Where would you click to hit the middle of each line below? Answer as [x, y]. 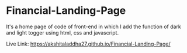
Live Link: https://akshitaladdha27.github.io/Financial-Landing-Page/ [88, 44]
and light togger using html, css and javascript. [62, 32]
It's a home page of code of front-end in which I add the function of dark [93, 26]
